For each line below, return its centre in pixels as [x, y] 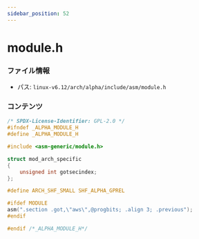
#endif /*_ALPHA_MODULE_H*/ [48, 229]
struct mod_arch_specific [44, 159]
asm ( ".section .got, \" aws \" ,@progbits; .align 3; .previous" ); [100, 210]
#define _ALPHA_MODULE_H [43, 134]
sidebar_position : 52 [38, 13]
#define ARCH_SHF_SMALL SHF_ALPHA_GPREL [66, 191]
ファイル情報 [29, 70]
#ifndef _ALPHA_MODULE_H [43, 128]
